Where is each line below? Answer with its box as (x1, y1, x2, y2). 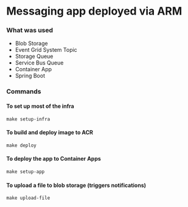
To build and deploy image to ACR (6, 129, 93, 136)
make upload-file (6, 195, 50, 202)
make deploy (6, 142, 37, 149)
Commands (6, 87, 41, 96)
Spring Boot (15, 72, 46, 80)
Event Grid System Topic (15, 46, 77, 54)
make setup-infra (6, 116, 50, 122)
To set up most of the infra (6, 102, 75, 110)
